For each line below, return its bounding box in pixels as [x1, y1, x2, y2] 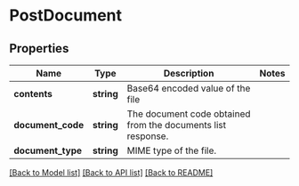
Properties [9, 41, 69, 56]
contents [13, 88, 53, 100]
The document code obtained [126, 108, 251, 120]
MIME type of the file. [126, 144, 217, 157]
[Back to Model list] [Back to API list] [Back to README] [9, 167, 214, 178]
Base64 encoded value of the [126, 82, 251, 94]
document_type [13, 144, 83, 157]
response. [126, 130, 169, 142]
